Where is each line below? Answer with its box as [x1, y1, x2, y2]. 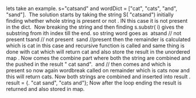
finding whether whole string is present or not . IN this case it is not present [6, 17, 188, 24]
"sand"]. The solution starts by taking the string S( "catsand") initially [6, 11, 174, 18]
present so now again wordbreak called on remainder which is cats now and [6, 67, 190, 73]
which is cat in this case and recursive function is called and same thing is [6, 42, 185, 49]
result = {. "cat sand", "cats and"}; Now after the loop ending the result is [6, 79, 182, 86]
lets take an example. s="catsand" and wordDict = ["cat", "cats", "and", [6, 5, 177, 12]
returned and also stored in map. [6, 86, 85, 92]
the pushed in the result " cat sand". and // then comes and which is [6, 61, 171, 68]
